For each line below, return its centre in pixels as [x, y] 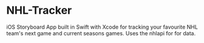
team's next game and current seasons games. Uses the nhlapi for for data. [101, 33]
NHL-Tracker [39, 10]
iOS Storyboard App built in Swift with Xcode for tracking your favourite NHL [102, 27]
